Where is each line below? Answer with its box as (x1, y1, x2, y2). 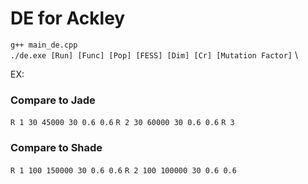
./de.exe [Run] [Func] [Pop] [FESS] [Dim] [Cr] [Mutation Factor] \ (10, 48, 298, 61)
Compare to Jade (10, 93, 96, 107)
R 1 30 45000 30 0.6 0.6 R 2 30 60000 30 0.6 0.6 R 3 (10, 118, 235, 128)
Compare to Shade (10, 141, 103, 155)
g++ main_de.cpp (10, 40, 78, 50)
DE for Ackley (10, 7, 126, 30)
